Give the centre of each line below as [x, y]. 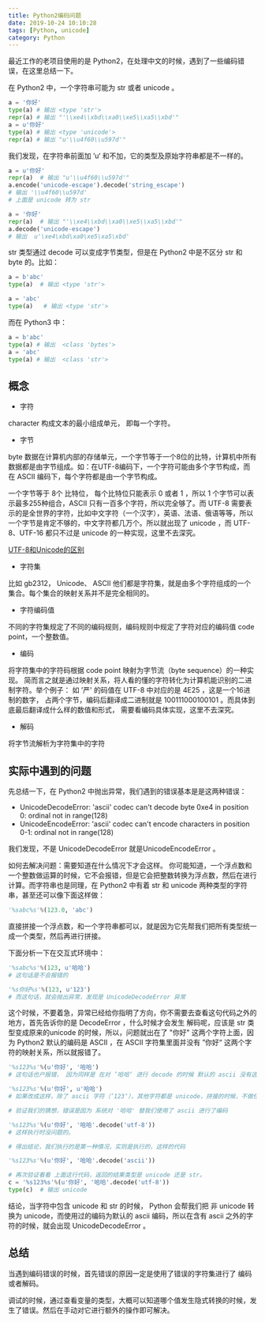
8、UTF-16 [26, 533]
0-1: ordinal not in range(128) [67, 832]
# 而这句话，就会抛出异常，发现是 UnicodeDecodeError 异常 [97, 997]
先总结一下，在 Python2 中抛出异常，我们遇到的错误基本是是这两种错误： [127, 791]
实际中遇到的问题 [50, 771]
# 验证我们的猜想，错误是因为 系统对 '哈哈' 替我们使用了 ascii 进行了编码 [118, 1110]
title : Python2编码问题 [45, 15]
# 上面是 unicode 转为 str [49, 200]
